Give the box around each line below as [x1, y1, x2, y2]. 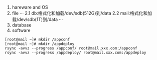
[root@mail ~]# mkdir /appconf [5, 37, 70, 42]
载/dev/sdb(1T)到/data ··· [12, 16, 63, 22]
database [12, 22, 32, 28]
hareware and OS [12, 4, 48, 10]
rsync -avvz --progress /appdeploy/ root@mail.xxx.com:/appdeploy [5, 50, 146, 55]
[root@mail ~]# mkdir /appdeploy [5, 41, 75, 46]
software [12, 27, 31, 33]
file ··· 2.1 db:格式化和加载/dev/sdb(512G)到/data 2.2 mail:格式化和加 [12, 10, 152, 16]
